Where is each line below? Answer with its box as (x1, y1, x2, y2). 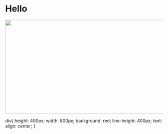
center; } (17, 123, 36, 129)
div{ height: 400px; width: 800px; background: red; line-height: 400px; (5, 117, 152, 123)
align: (5, 123, 17, 129)
